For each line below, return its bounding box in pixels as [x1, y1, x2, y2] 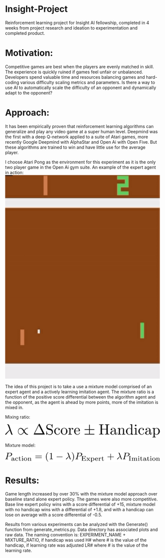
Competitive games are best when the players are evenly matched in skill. [5, 63, 154, 69]
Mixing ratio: [5, 414, 30, 420]
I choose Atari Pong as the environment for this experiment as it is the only [5, 159, 156, 165]
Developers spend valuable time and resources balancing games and [5, 74, 145, 80]
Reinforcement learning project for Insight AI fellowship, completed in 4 [5, 20, 150, 26]
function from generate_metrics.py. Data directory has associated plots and [5, 527, 158, 532]
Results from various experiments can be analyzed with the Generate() [5, 522, 148, 527]
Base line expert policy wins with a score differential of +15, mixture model [5, 501, 156, 507]
